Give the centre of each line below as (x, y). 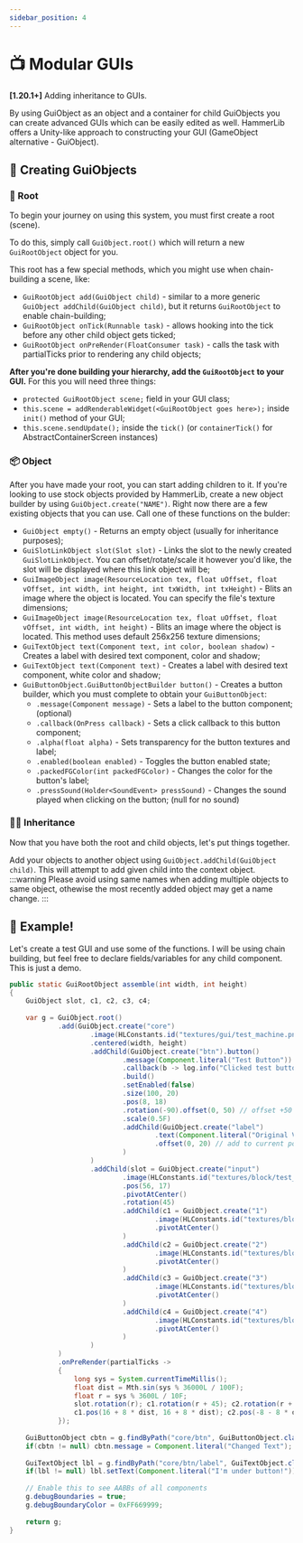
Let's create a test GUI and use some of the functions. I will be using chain (147, 949)
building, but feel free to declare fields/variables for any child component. (146, 958)
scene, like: (69, 279)
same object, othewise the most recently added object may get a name (141, 888)
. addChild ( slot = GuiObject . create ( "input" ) (174, 1169)
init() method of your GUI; (73, 418)
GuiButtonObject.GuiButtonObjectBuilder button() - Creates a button (152, 684)
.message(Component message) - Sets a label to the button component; (164, 703)
